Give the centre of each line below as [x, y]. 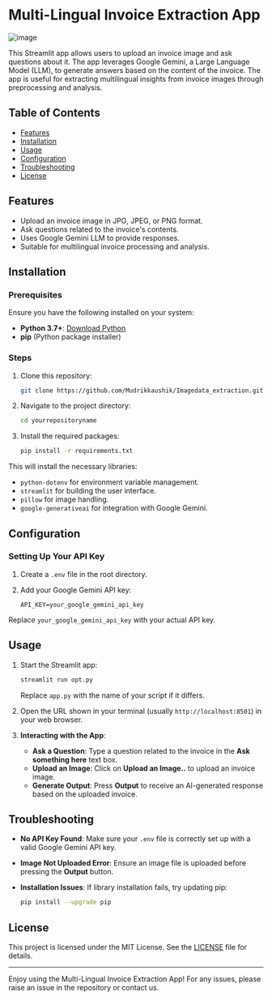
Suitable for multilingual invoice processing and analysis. [115, 246]
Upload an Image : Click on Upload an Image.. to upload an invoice [144, 768]
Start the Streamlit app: [59, 665]
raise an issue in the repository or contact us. [84, 988]
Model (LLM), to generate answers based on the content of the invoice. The [135, 70]
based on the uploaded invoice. [85, 794]
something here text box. [75, 759]
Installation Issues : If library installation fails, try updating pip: [124, 887]
